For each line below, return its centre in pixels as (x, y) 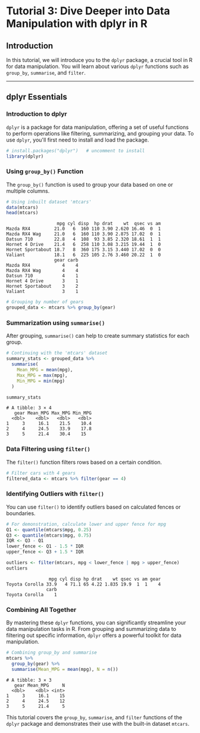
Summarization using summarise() (56, 323)
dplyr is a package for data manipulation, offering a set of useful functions (98, 127)
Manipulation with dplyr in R (77, 24)
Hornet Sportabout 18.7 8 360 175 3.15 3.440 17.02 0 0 (84, 250)
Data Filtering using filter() (48, 449)
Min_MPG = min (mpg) (41, 381)
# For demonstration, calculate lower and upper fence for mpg (86, 524)
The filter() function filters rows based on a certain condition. (84, 462)
